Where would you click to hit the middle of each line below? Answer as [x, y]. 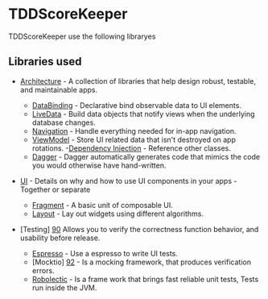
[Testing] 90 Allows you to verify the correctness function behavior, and [139, 229]
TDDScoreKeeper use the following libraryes [82, 36]
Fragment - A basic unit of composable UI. [102, 205]
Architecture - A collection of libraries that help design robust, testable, [138, 81]
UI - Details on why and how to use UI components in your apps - [128, 181]
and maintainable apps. [59, 89]
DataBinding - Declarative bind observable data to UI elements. [136, 105]
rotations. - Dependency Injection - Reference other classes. [132, 148]
